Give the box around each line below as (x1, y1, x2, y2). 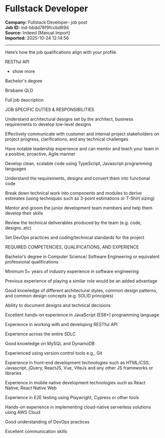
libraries (5, 370, 22, 376)
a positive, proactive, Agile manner (5, 151, 76, 157)
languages (5, 166, 27, 172)
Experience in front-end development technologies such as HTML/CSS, (5, 360, 150, 365)
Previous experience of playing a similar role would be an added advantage (5, 278, 158, 284)
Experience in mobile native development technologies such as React (5, 379, 146, 385)
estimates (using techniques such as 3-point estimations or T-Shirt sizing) (5, 195, 155, 201)
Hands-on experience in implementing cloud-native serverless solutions (5, 404, 151, 410)
